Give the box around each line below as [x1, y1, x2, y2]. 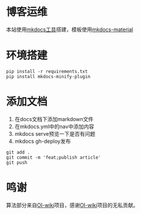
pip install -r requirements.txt [6, 68, 88, 74]
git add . [6, 149, 31, 155]
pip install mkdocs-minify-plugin [6, 73, 91, 79]
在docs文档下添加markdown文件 [14, 115, 94, 122]
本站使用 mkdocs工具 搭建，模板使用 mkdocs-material [6, 26, 133, 33]
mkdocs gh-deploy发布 [14, 138, 71, 145]
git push [6, 159, 28, 165]
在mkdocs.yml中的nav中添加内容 [14, 123, 95, 130]
